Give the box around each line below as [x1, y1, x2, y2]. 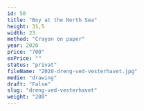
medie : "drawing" [7, 74, 57, 81]
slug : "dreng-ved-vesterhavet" [7, 87, 98, 94]
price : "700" [7, 49, 45, 56]
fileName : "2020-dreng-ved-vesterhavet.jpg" [7, 68, 138, 74]
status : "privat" [7, 61, 57, 68]
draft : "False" [7, 81, 51, 88]
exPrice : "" [7, 55, 42, 62]
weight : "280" [7, 94, 48, 101]
